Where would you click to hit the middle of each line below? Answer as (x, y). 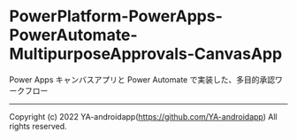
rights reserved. (38, 126)
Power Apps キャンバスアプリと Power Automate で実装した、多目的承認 (142, 79)
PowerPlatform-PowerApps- (116, 16)
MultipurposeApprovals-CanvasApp (146, 54)
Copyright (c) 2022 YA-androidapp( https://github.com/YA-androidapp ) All (143, 116)
